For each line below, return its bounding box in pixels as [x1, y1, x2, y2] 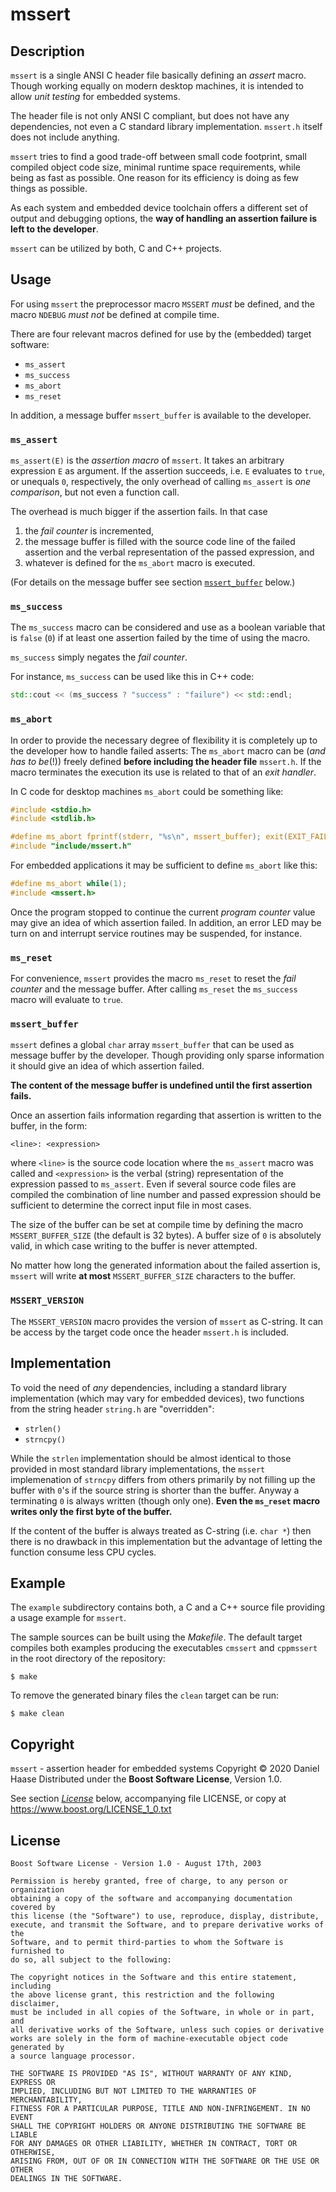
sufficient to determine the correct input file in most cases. [10, 1199, 252, 1212]
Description [10, 43, 85, 60]
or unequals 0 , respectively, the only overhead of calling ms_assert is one [10, 476, 312, 488]
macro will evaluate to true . [10, 994, 124, 1006]
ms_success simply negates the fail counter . [10, 651, 188, 663]
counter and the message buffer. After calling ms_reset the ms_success [10, 983, 298, 995]
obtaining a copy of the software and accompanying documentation [10, 1893, 293, 1903]
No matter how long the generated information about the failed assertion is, [10, 1259, 321, 1272]
